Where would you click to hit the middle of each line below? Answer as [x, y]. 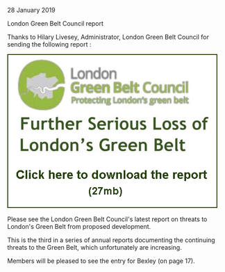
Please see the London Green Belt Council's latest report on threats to [107, 219]
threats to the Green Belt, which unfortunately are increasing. [94, 247]
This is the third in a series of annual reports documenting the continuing [111, 240]
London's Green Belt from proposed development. [79, 226]
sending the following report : [49, 44]
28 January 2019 [31, 10]
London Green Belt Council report [56, 23]
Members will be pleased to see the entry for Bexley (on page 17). [101, 261]
